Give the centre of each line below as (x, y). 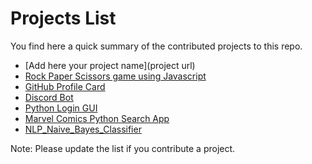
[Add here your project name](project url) (110, 65)
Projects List (63, 18)
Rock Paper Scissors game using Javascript (115, 76)
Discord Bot (49, 97)
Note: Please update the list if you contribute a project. (123, 148)
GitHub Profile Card (65, 86)
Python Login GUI (61, 108)
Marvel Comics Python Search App (97, 118)
